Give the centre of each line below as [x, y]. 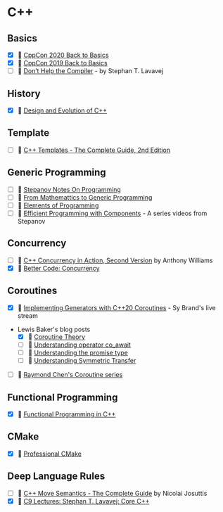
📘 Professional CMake [50, 454]
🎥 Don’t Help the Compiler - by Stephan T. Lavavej [90, 71]
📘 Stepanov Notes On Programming [69, 189]
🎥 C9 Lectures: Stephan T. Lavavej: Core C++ [83, 501]
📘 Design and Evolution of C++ [62, 110]
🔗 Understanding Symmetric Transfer [82, 360]
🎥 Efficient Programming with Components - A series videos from [112, 213]
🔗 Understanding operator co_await [79, 345]
